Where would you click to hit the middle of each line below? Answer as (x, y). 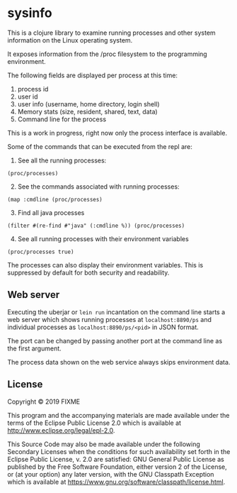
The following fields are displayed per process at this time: (93, 75)
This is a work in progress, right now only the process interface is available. (117, 133)
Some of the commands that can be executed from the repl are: (100, 146)
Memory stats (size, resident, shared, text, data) (87, 111)
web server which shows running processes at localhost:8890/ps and (110, 319)
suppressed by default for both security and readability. (88, 272)
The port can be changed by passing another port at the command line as (115, 340)
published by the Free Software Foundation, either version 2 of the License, (117, 467)
